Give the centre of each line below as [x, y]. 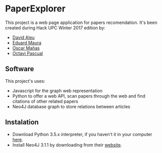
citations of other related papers [45, 101]
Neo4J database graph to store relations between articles [71, 106]
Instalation [22, 122]
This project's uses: [25, 81]
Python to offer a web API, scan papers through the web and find [79, 96]
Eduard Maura [27, 42]
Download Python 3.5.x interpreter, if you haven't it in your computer [82, 134]
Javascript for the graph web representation [57, 91]
